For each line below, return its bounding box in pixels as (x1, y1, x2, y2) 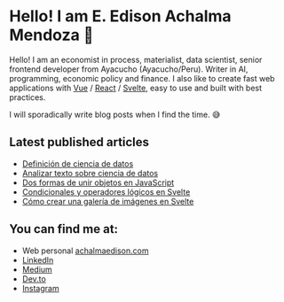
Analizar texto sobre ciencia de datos (21, 167, 158, 178)
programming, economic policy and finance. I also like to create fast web (9, 73, 275, 83)
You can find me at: (9, 221, 118, 236)
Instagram (21, 283, 59, 293)
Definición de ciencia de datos (21, 158, 134, 169)
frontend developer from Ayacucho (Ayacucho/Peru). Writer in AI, (9, 64, 248, 74)
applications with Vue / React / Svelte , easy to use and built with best (9, 82, 263, 93)
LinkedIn (21, 254, 54, 265)
